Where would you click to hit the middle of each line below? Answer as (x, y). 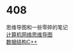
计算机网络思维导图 (29, 34)
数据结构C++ (22, 42)
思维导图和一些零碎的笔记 (37, 27)
